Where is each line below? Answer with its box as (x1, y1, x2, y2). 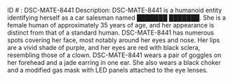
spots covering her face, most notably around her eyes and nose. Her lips (7, 36, 220, 44)
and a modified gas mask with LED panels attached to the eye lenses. (7, 66, 208, 74)
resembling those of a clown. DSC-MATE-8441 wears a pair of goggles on (7, 51, 222, 59)
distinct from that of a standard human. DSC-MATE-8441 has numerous (7, 28, 214, 37)
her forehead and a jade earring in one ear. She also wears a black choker (7, 58, 221, 66)
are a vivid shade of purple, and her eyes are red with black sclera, (7, 44, 201, 51)
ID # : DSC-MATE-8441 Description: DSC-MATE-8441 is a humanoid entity (7, 6, 222, 14)
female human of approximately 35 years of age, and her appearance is (7, 21, 215, 29)
